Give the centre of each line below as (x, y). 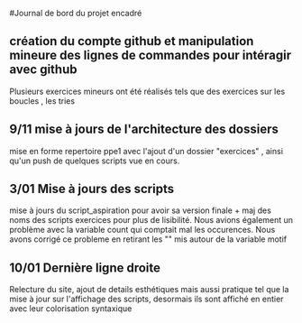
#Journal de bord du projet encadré (76, 13)
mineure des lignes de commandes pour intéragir (150, 55)
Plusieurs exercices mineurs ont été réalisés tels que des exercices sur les (147, 91)
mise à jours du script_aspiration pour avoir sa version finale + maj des (141, 210)
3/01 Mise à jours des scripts (92, 189)
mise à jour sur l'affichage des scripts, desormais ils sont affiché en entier (146, 299)
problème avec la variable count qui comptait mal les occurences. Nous (142, 230)
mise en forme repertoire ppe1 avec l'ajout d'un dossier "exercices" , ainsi (146, 151)
